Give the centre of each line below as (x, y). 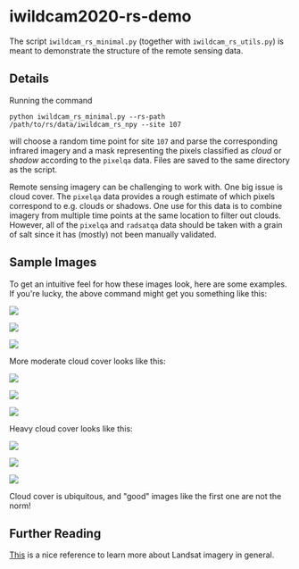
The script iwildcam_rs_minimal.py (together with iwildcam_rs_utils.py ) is (146, 41)
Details (29, 79)
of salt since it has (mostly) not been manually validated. (113, 234)
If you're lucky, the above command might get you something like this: (138, 293)
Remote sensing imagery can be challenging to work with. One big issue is (146, 187)
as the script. (33, 169)
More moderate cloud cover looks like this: (88, 361)
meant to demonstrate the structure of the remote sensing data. (126, 50)
